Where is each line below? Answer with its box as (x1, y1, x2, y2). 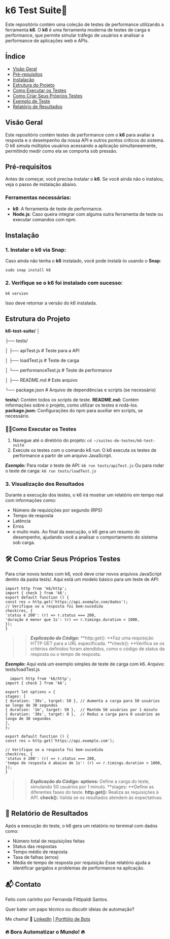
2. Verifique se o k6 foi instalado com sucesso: (5, 279, 123, 286)
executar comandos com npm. (12, 216, 77, 222)
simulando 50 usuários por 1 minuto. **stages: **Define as (30, 784, 154, 790)
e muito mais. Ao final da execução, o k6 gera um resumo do (12, 529, 140, 535)
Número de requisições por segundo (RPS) (12, 507, 103, 513)
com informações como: (5, 497, 57, 504)
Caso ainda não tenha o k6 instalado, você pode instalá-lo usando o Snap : (5, 258, 161, 264)
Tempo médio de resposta (12, 849, 67, 855)
